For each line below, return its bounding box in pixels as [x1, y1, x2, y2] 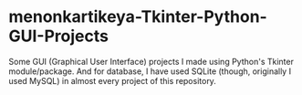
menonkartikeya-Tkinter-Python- [8, 6, 268, 27]
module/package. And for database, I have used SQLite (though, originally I [8, 66, 292, 77]
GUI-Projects [8, 26, 109, 47]
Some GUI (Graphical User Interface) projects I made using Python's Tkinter [8, 56, 294, 67]
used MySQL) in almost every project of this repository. [8, 75, 216, 86]
